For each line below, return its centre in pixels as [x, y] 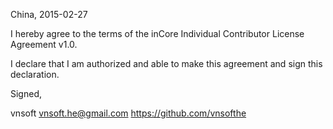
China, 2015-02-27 [49, 14]
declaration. [35, 74]
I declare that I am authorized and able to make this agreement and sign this [166, 63]
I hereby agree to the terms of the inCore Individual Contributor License [157, 33]
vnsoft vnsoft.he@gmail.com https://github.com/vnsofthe [128, 113]
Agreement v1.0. [44, 44]
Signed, [26, 93]
